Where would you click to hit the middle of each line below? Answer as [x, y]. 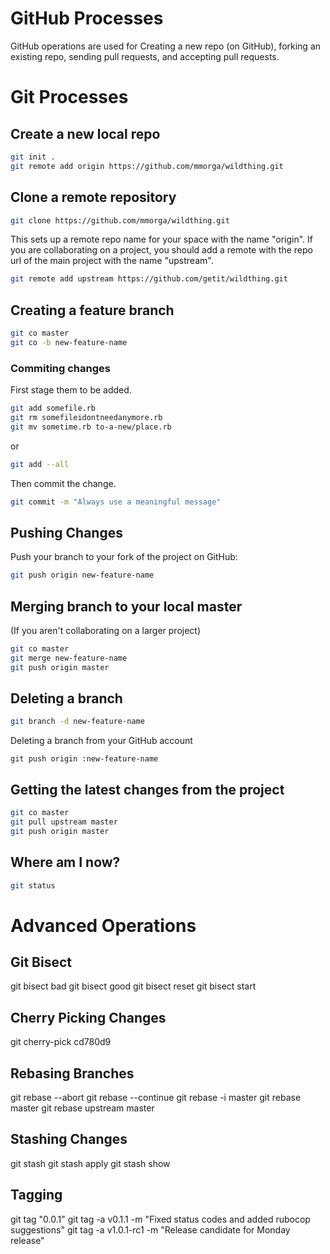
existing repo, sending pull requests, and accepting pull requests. [145, 56]
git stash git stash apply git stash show [90, 1163]
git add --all [40, 464]
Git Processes [69, 97]
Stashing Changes [69, 1139]
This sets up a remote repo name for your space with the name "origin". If [161, 239]
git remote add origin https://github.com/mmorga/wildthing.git [147, 166]
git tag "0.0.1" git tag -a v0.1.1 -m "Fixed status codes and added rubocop [160, 1219]
